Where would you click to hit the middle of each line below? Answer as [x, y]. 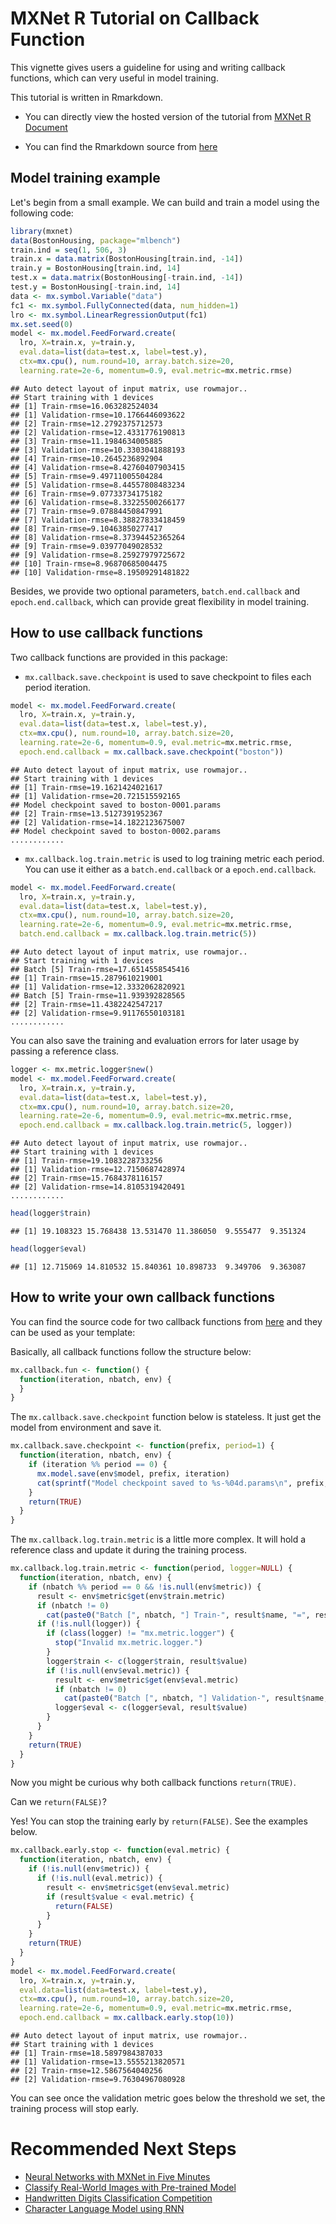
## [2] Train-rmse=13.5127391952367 [86, 813]
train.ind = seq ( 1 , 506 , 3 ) [69, 250]
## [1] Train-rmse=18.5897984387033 [86, 2053]
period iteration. [58, 687]
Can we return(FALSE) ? [58, 1802]
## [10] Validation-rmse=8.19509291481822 [100, 572]
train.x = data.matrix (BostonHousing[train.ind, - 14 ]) [127, 259]
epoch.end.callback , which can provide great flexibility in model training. [160, 601]
